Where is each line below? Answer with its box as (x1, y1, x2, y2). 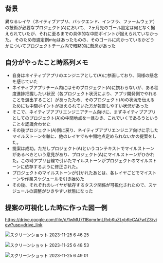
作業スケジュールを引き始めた (25, 176, 85, 182)
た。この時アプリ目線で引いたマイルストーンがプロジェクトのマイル (12, 157, 149, 163)
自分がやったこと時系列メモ (5, 58, 89, 67)
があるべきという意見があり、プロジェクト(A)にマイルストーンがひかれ (12, 151, 155, 157)
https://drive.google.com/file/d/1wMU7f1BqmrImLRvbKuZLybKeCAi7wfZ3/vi (5, 217, 157, 223)
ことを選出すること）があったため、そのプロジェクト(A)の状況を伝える (12, 96, 155, 102)
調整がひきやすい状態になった (33, 188, 93, 194)
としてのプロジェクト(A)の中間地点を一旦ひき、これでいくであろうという (12, 115, 159, 121)
